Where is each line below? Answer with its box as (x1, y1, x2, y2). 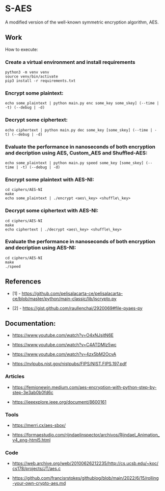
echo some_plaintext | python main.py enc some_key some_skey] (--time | (5, 101, 160, 106)
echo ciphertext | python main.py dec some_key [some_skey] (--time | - (5, 128, 157, 132)
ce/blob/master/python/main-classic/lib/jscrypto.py (12, 295, 117, 302)
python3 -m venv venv (5, 70, 50, 75)
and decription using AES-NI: (5, 244, 76, 251)
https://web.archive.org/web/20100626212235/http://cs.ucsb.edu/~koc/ (12, 461, 159, 466)
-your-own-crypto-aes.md (12, 480, 66, 486)
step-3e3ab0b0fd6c (12, 389, 54, 395)
